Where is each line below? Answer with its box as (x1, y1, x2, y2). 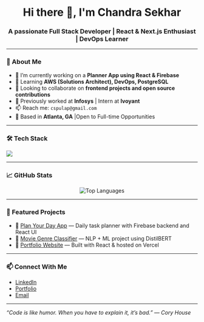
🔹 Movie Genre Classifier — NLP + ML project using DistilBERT (15, 235, 172, 242)
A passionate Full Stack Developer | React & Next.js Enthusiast (8, 27, 196, 36)
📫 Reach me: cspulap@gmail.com (15, 104, 97, 111)
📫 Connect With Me (6, 262, 67, 271)
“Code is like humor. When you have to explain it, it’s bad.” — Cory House (6, 309, 191, 316)
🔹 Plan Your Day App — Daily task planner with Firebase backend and (15, 222, 189, 229)
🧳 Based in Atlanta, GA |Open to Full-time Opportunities (15, 112, 155, 120)
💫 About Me (6, 58, 42, 66)
